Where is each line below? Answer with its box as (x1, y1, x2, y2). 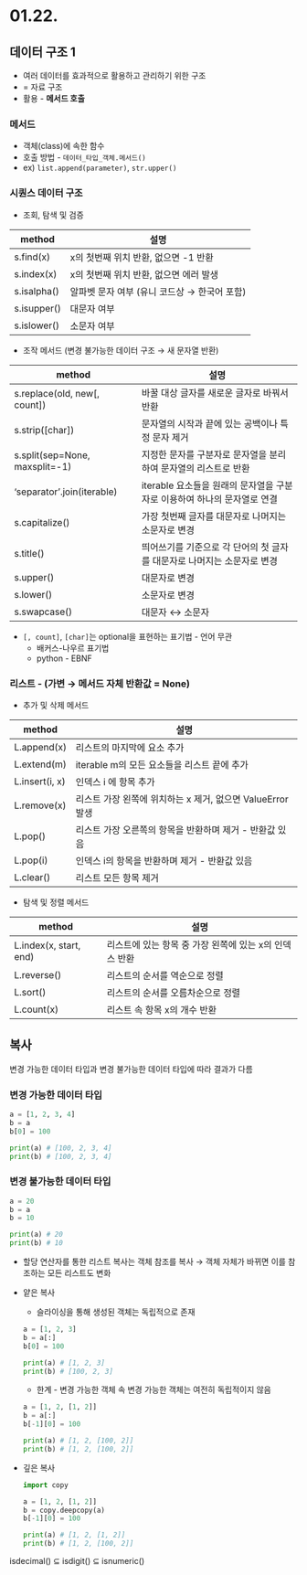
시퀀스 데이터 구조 (9, 186, 84, 199)
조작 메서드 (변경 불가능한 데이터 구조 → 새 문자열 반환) (22, 345, 219, 356)
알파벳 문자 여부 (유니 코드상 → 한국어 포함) (69, 285, 247, 298)
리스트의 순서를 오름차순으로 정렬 (106, 986, 240, 999)
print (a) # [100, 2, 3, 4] (9, 1144, 112, 1153)
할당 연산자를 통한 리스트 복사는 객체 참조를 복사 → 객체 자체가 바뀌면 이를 (22, 1256, 286, 1267)
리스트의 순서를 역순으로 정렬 (106, 969, 224, 982)
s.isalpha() (14, 284, 59, 297)
